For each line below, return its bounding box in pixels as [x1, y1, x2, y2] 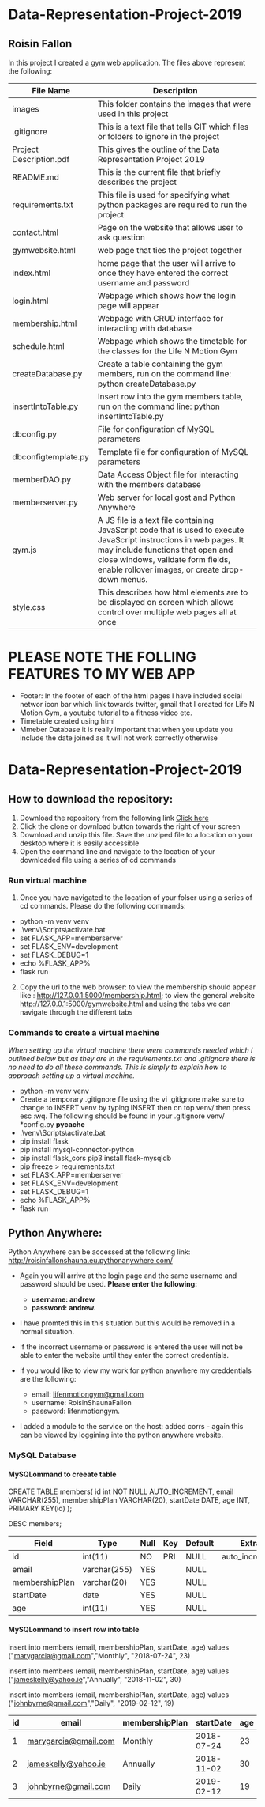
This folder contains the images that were [97, 99, 252, 109]
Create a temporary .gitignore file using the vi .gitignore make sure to [19, 1094, 244, 1104]
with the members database [97, 479, 201, 490]
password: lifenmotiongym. [31, 1406, 121, 1416]
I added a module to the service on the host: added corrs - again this [19, 1422, 244, 1431]
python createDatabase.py [97, 378, 196, 389]
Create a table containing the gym [97, 358, 223, 369]
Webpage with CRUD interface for [97, 313, 224, 323]
